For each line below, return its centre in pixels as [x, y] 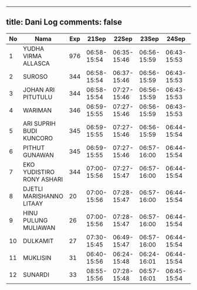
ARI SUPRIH [39, 123]
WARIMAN [38, 110]
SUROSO [35, 76]
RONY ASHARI [43, 179]
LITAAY [33, 203]
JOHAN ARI [39, 90]
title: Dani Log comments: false [64, 22]
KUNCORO [38, 138]
